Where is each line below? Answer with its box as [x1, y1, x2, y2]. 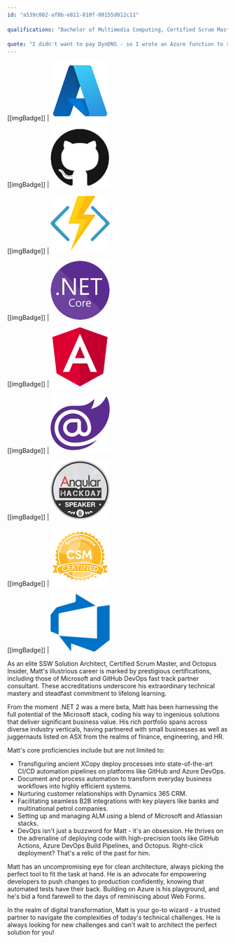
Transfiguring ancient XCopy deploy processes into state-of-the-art [17, 760, 213, 768]
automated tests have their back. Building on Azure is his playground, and [7, 885, 220, 893]
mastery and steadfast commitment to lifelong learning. [7, 690, 167, 698]
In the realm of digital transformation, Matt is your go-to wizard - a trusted [7, 906, 220, 914]
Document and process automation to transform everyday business [17, 774, 212, 783]
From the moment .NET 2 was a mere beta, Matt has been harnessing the [7, 703, 219, 711]
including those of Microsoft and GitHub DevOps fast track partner [7, 674, 199, 683]
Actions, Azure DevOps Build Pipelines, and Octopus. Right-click [17, 841, 204, 850]
